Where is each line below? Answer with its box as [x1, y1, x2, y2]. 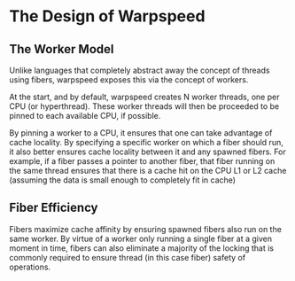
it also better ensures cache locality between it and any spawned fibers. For [9, 146, 286, 157]
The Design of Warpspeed [9, 6, 206, 27]
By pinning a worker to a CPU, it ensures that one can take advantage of [9, 128, 273, 138]
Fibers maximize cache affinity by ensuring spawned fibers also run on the [9, 223, 282, 234]
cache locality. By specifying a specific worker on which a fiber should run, [9, 137, 283, 147]
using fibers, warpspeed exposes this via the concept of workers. [9, 74, 249, 85]
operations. [9, 261, 51, 272]
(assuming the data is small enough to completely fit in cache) [9, 175, 237, 185]
